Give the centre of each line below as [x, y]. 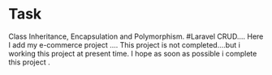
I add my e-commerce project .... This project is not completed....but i [125, 44]
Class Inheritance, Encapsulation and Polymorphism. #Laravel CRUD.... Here [136, 36]
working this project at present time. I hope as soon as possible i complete [133, 53]
